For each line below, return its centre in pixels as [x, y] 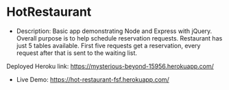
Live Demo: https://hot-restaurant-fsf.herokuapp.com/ [93, 79]
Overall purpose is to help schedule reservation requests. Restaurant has [119, 38]
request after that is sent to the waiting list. [77, 53]
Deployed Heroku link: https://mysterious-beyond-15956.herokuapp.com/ [110, 66]
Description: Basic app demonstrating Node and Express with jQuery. [114, 31]
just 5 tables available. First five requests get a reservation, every [108, 45]
